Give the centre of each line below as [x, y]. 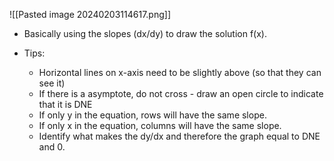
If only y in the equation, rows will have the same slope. [152, 115]
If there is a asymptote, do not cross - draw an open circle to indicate [181, 93]
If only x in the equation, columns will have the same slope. [160, 125]
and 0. [52, 147]
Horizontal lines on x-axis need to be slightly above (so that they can [180, 72]
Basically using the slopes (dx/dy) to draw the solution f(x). [145, 33]
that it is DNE [65, 104]
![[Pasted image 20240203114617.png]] [90, 14]
